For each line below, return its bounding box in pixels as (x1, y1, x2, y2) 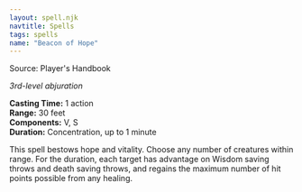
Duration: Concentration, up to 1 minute (9, 127, 157, 138)
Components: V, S (9, 117, 78, 128)
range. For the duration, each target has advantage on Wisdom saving (9, 154, 270, 165)
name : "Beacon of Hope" (9, 38, 99, 48)
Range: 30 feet (9, 107, 66, 118)
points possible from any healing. (9, 173, 133, 184)
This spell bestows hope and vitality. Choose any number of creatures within (9, 144, 294, 155)
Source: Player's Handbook (9, 63, 111, 74)
